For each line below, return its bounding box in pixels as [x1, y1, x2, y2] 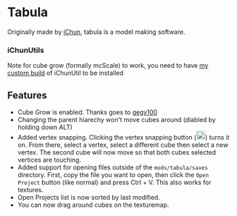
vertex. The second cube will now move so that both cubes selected [17, 148, 217, 157]
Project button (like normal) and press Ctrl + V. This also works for [17, 178, 212, 187]
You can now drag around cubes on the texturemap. [17, 200, 169, 209]
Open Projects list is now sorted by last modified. [17, 193, 160, 202]
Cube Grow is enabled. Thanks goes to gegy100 [17, 108, 157, 116]
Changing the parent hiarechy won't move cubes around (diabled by [17, 116, 217, 124]
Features [7, 89, 47, 101]
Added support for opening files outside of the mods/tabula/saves [17, 163, 208, 172]
